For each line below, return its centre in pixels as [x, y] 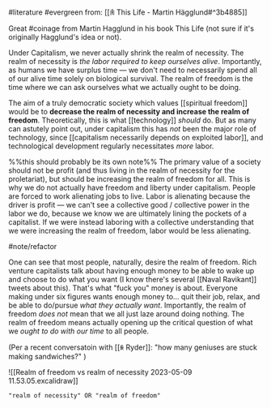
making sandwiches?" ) [47, 356]
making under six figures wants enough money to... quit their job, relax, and [134, 296]
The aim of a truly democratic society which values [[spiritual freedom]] [128, 103]
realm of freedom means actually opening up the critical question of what [131, 322]
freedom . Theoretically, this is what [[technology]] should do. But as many [132, 120]
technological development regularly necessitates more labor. [111, 146]
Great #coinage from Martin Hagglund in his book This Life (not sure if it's [131, 28]
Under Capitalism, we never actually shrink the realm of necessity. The [126, 53]
